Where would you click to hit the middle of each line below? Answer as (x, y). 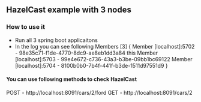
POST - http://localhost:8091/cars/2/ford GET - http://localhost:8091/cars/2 (100, 92)
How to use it (25, 27)
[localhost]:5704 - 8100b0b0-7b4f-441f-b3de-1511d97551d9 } (91, 65)
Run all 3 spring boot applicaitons (56, 40)
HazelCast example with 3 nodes (69, 10)
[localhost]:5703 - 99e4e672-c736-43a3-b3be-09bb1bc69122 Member (104, 59)
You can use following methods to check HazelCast (71, 79)
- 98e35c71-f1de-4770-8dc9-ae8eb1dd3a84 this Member (86, 53)
